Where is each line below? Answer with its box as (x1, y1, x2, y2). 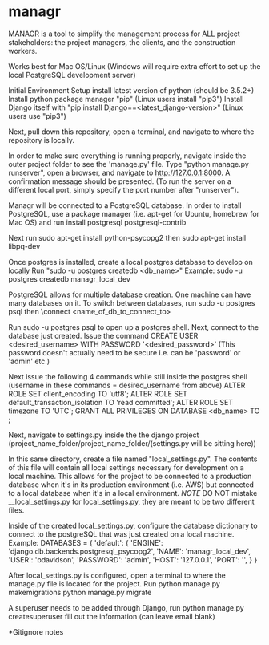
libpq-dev (8, 241, 41, 251)
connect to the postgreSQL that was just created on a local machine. (8, 529, 235, 539)
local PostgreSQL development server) (8, 70, 136, 79)
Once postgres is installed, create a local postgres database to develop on (8, 257, 254, 266)
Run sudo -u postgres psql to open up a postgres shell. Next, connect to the (8, 322, 259, 331)
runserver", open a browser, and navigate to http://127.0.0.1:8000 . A (8, 168, 231, 177)
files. (8, 505, 25, 515)
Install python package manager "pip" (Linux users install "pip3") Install (8, 94, 244, 103)
